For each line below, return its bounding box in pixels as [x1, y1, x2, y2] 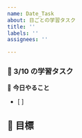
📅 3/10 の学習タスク [7, 67, 74, 77]
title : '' [7, 23, 36, 30]
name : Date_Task [7, 10, 54, 17]
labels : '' [7, 29, 39, 37]
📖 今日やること [7, 84, 50, 92]
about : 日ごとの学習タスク [7, 17, 76, 24]
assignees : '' [7, 36, 49, 43]
